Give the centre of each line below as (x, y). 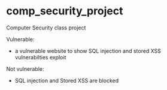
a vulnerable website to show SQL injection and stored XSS (88, 51)
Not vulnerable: (25, 69)
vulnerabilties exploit (40, 57)
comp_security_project (65, 11)
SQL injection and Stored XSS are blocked (67, 80)
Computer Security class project (46, 28)
